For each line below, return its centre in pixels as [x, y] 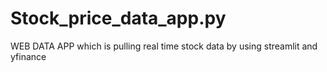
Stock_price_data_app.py [118, 18]
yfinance [28, 56]
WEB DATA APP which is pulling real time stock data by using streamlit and [164, 46]
